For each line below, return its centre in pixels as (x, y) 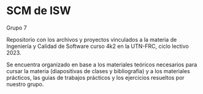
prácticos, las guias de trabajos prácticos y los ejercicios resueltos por (96, 77)
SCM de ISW (39, 11)
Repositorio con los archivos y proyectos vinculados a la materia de (92, 39)
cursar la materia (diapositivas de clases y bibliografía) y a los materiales (98, 71)
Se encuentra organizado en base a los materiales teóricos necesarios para (102, 65)
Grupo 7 (17, 28)
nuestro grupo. (25, 84)
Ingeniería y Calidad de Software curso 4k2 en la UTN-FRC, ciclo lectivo (98, 46)
